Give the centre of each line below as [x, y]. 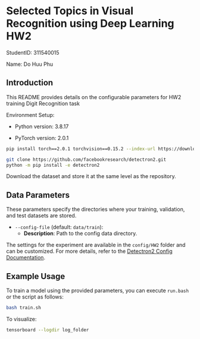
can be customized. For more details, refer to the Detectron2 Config [89, 251]
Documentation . [26, 258]
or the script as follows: [35, 297]
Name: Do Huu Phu [30, 64]
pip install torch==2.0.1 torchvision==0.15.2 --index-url [81, 149]
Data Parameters [38, 195]
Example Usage [36, 276]
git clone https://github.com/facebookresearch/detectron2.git [86, 159]
